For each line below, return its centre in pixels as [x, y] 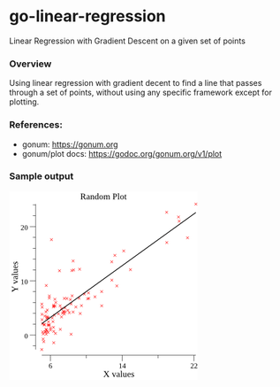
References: [36, 125]
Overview [30, 64]
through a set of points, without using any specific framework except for [140, 93]
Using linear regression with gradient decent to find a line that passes [136, 83]
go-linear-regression [87, 16]
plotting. [24, 102]
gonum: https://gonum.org [70, 144]
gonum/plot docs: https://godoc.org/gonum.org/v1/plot [122, 153]
